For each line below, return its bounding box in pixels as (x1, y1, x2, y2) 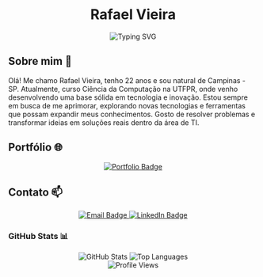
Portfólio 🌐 (8, 141, 63, 154)
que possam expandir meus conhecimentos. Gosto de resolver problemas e (8, 109, 256, 119)
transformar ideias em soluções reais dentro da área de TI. (8, 117, 200, 127)
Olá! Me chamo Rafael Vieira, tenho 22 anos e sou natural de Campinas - (8, 75, 246, 85)
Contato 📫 (8, 185, 63, 199)
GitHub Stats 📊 (8, 231, 69, 242)
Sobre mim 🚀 (8, 55, 73, 68)
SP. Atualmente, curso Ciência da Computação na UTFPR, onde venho (8, 84, 238, 93)
